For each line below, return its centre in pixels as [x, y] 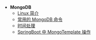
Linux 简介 [28, 13]
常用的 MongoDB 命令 [40, 19]
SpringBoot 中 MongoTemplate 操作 [54, 32]
